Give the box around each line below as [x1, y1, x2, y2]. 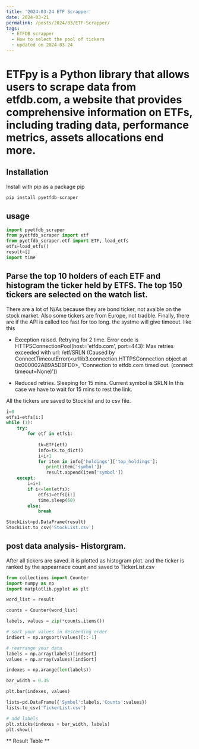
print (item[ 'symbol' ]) [46, 464, 102, 470]
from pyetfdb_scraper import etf [6, 232, 89, 238]
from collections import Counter [6, 574, 89, 581]
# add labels [6, 716, 39, 722]
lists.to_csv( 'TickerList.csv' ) [6, 704, 86, 711]
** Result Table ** [6, 737, 50, 745]
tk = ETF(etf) [37, 442, 68, 447]
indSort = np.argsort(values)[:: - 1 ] [6, 634, 97, 641]
